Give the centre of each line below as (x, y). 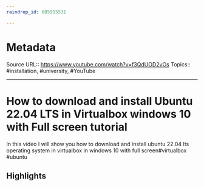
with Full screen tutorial (67, 127)
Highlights (26, 176)
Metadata (31, 47)
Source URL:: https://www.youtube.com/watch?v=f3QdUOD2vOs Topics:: (98, 64)
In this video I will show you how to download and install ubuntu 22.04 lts (98, 144)
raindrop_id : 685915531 (36, 12)
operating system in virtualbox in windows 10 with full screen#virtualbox (97, 150)
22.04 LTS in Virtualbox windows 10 (99, 114)
